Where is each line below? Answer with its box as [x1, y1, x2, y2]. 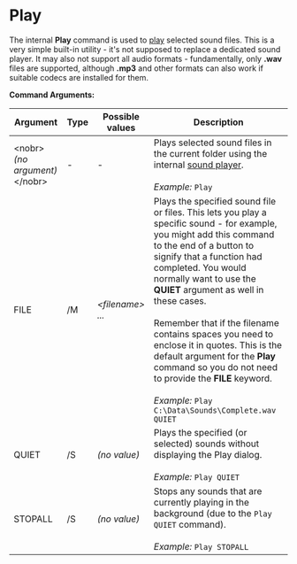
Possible [103, 110, 140, 122]
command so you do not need [153, 360, 278, 373]
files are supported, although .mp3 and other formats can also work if [9, 63, 263, 73]
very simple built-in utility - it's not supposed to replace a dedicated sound [9, 43, 281, 54]
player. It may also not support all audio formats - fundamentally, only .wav [9, 53, 283, 64]
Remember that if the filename [153, 316, 280, 328]
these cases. [153, 294, 207, 306]
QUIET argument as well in [153, 283, 264, 296]
